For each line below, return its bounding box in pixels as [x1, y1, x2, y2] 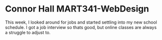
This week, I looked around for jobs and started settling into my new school [5, 19, 157, 25]
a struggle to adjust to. [5, 29, 51, 35]
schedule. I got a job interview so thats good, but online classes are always [5, 24, 157, 30]
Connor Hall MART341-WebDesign [5, 3, 149, 14]
